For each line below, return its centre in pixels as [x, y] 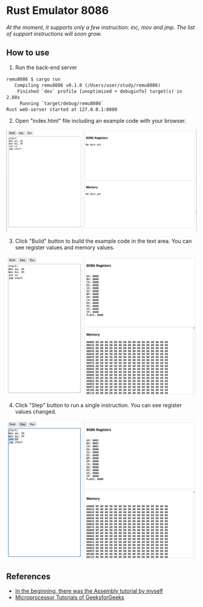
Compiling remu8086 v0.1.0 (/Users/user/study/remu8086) [88, 85]
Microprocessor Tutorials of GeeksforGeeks [69, 597]
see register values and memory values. [65, 248]
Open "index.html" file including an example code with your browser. [100, 120]
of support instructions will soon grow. [54, 33]
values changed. [36, 412]
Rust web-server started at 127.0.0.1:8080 [62, 110]
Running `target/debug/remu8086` [62, 103]
